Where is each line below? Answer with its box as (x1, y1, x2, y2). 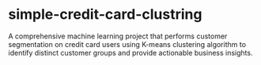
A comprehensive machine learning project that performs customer (8, 31, 228, 41)
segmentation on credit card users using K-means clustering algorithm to (8, 39, 247, 49)
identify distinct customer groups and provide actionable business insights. (8, 48, 253, 57)
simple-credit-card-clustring (8, 5, 202, 23)
